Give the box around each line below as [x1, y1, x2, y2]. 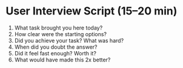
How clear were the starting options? [14, 30, 107, 37]
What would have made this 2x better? [14, 56, 111, 63]
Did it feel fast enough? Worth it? [14, 49, 96, 57]
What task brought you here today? [14, 24, 103, 31]
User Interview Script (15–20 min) [5, 4, 178, 18]
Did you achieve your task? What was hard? [14, 37, 124, 44]
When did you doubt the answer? [14, 43, 98, 51]
